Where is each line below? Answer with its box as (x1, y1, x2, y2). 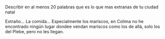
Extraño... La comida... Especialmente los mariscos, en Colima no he (5, 19, 144, 24)
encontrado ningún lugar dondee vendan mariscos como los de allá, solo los (5, 24, 160, 29)
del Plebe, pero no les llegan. (5, 29, 64, 34)
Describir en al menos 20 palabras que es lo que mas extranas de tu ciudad (5, 4, 159, 10)
